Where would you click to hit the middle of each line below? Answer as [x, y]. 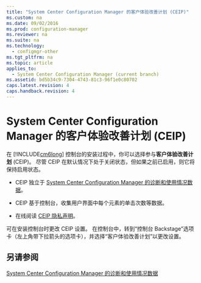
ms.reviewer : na [27, 35]
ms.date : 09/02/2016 [33, 23]
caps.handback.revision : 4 [41, 91]
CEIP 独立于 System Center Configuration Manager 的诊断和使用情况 [101, 182]
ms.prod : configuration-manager [47, 29]
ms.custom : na [24, 18]
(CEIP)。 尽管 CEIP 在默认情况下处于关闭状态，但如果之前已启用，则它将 [104, 161]
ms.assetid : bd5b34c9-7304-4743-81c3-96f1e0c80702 [72, 80]
